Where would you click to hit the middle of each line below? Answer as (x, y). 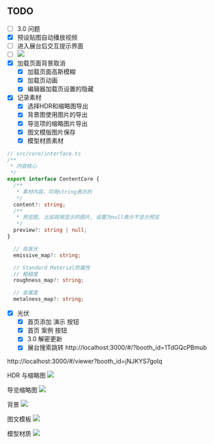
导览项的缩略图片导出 (57, 124)
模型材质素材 (45, 141)
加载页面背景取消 (41, 63)
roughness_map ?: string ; (49, 281)
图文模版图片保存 (51, 132)
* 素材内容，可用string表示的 (54, 191)
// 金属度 (26, 293)
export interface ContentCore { (53, 179)
